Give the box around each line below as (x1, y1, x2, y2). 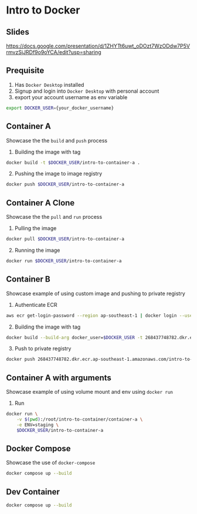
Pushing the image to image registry (14, 170, 103, 177)
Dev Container (6, 486, 60, 496)
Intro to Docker (6, 4, 80, 17)
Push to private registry (14, 345, 72, 352)
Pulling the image (14, 225, 57, 232)
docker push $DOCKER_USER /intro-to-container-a (6, 181, 125, 188)
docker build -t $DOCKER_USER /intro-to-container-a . (6, 160, 141, 165)
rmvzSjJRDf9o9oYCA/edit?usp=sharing (6, 49, 101, 56)
